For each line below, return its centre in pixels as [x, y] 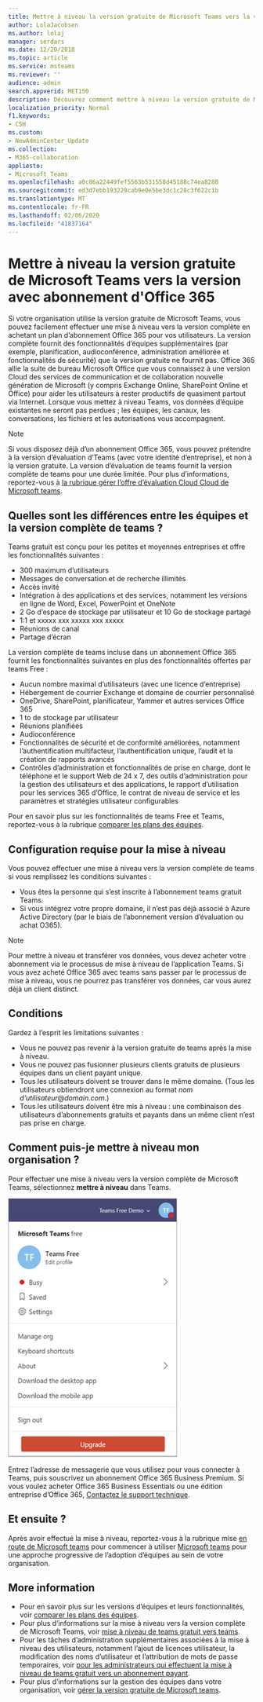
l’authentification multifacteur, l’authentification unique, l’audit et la [126, 751]
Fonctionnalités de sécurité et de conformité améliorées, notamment [130, 743]
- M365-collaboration [43, 157]
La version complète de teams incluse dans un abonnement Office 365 [122, 653]
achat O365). [41, 925]
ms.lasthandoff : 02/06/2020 [54, 215]
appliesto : [26, 166]
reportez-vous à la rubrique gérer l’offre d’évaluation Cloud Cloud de [119, 482]
